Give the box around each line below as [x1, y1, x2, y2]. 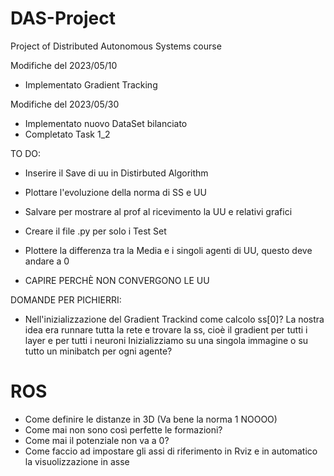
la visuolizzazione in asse [24, 455, 130, 467]
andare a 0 [24, 255, 70, 267]
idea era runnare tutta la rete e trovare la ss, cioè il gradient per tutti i [24, 323, 308, 336]
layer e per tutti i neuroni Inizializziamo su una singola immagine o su [24, 334, 309, 346]
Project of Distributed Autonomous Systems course [10, 40, 222, 52]
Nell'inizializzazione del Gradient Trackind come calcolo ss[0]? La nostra [24, 313, 325, 325]
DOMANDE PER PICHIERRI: [10, 293, 122, 306]
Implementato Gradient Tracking [24, 78, 158, 91]
